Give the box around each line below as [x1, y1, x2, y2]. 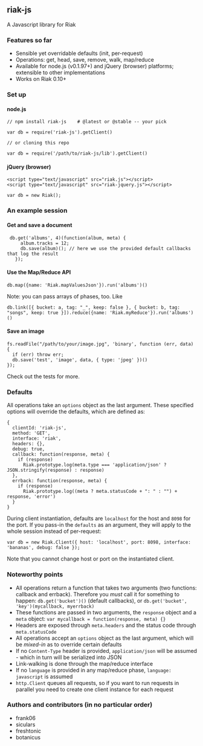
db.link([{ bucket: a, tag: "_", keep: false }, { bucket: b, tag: [7, 304, 181, 310]
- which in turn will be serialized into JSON [15, 654, 122, 661]
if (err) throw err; [12, 352, 64, 358]
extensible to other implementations [15, 69, 105, 76]
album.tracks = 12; [20, 240, 69, 246]
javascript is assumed [15, 673, 73, 680]
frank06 [15, 714, 36, 721]
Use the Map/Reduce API [7, 269, 71, 276]
